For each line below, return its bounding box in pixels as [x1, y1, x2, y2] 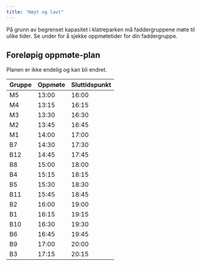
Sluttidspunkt [71, 81, 111, 89]
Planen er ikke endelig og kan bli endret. [6, 66, 108, 73]
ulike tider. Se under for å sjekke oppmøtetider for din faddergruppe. [6, 32, 178, 40]
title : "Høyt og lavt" [6, 9, 64, 15]
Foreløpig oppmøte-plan [6, 50, 100, 61]
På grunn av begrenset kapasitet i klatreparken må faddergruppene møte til [6, 26, 196, 33]
